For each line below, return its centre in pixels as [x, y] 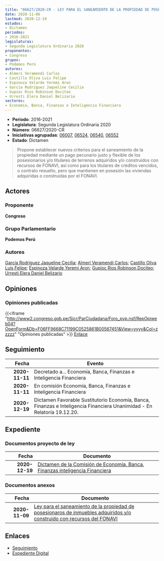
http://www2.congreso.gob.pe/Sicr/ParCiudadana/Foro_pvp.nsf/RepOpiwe [82, 318]
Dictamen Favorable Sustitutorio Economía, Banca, [92, 400]
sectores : [15, 101]
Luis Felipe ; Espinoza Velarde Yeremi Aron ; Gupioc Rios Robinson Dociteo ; [80, 268]
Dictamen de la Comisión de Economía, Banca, [91, 464]
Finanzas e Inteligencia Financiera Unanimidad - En [93, 406]
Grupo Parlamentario [31, 229]
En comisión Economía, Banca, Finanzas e [82, 386]
